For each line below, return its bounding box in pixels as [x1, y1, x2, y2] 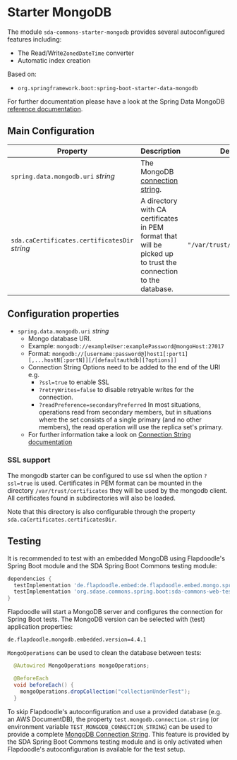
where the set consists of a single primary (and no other [38, 415, 202, 424]
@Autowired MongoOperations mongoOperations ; [13, 662, 150, 670]
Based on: [7, 70, 37, 78]
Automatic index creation [17, 56, 91, 64]
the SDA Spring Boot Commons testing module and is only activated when [7, 737, 223, 746]
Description [140, 146, 181, 156]
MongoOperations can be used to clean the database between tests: [7, 649, 202, 657]
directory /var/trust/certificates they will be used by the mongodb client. [7, 486, 228, 494]
